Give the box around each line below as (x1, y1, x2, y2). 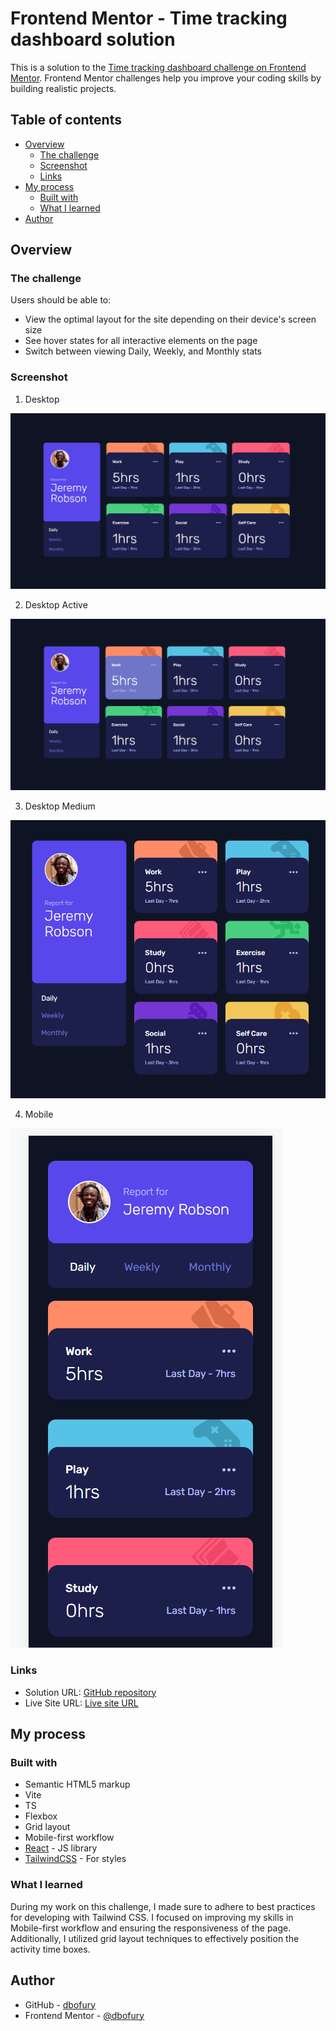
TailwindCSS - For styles (24, 1853, 127, 1865)
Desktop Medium (24, 800, 96, 812)
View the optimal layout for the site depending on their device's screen (24, 313, 317, 326)
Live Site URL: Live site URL (24, 1697, 139, 1709)
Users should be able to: (10, 294, 112, 306)
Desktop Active (24, 598, 88, 611)
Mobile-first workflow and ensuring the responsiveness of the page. (10, 1922, 292, 1934)
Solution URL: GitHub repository (24, 1686, 157, 1698)
